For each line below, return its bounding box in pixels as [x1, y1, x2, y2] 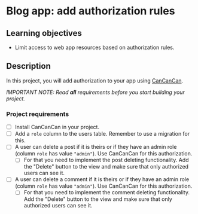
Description [6, 61, 51, 71]
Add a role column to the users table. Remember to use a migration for [14, 130, 190, 137]
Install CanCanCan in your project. [14, 124, 100, 131]
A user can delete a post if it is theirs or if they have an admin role [14, 143, 177, 151]
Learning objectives [6, 28, 83, 38]
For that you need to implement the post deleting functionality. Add [23, 157, 189, 164]
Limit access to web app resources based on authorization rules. [14, 44, 175, 51]
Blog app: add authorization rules [6, 4, 175, 18]
